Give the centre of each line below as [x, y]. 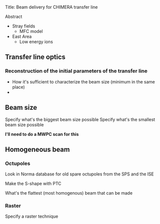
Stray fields [24, 26]
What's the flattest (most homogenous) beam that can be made [69, 193]
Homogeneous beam [37, 149]
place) [19, 87]
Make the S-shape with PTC [33, 184]
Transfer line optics [35, 57]
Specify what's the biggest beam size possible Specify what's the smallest [80, 119]
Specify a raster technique [32, 216]
